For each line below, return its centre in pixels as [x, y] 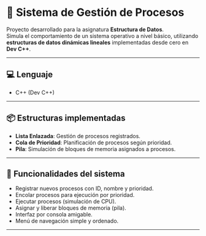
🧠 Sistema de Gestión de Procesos [95, 13]
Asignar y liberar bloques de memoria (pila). [71, 208]
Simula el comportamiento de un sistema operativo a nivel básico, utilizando [102, 35]
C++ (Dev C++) [35, 92]
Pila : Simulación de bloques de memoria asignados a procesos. [95, 149]
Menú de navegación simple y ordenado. [67, 221]
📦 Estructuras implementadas [66, 118]
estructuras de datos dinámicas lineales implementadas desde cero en [97, 42]
